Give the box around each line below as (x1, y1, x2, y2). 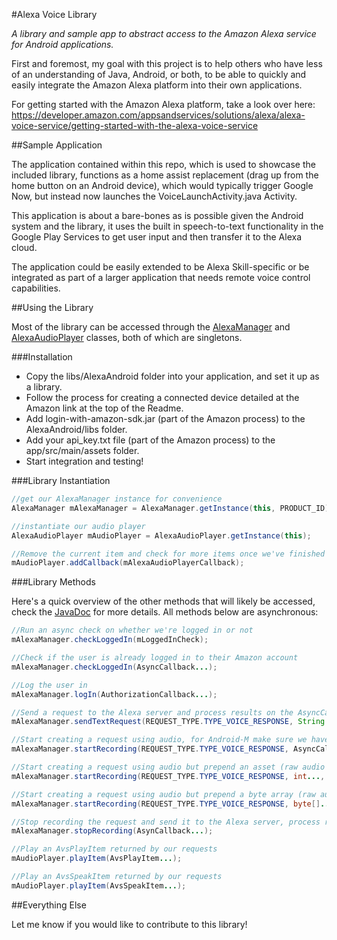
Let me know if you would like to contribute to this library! (11, 918, 248, 930)
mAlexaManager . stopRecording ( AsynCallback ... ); (11, 826, 214, 836)
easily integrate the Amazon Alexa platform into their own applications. (11, 79, 303, 91)
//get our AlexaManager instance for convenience (11, 494, 223, 504)
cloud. (11, 242, 38, 253)
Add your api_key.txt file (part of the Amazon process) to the (25, 434, 276, 446)
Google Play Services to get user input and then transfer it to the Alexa (11, 231, 303, 243)
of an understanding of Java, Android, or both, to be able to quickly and (11, 69, 307, 80)
